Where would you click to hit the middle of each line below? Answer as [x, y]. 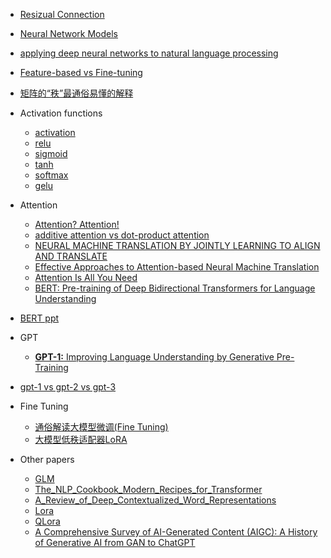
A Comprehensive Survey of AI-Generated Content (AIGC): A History [176, 532]
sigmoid [51, 153]
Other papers [47, 459]
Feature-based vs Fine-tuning [81, 72]
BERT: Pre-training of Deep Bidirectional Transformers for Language [175, 288]
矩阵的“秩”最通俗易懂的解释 [76, 93]
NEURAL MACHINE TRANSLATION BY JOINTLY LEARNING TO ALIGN [177, 245]
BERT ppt [39, 318]
